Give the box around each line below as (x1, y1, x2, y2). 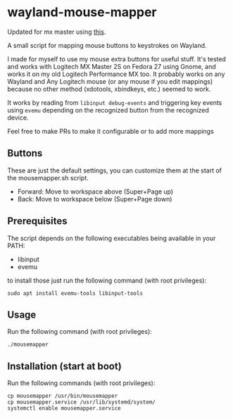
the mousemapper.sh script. (7, 173, 89, 182)
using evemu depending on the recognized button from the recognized (7, 106, 210, 114)
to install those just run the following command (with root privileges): (7, 276, 206, 284)
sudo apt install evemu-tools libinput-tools (7, 289, 143, 296)
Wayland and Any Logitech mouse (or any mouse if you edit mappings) (7, 77, 213, 85)
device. (7, 113, 29, 122)
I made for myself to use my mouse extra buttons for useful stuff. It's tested (7, 54, 227, 63)
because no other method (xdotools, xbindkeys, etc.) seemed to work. (7, 85, 211, 93)
